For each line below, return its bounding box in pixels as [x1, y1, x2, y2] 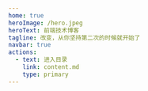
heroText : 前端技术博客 [8, 26, 79, 34]
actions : [8, 48, 37, 56]
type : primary [22, 70, 69, 78]
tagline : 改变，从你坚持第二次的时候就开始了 [8, 33, 141, 42]
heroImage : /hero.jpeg [8, 19, 83, 27]
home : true [8, 11, 44, 20]
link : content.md [22, 63, 80, 71]
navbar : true [8, 41, 51, 49]
